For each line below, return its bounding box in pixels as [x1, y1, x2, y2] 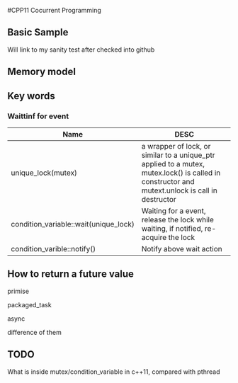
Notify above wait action [141, 244, 222, 253]
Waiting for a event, [141, 205, 207, 215]
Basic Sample [7, 26, 69, 38]
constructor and [141, 176, 195, 186]
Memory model [7, 66, 76, 78]
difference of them [7, 328, 62, 336]
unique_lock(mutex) [11, 168, 78, 178]
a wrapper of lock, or [141, 141, 211, 151]
